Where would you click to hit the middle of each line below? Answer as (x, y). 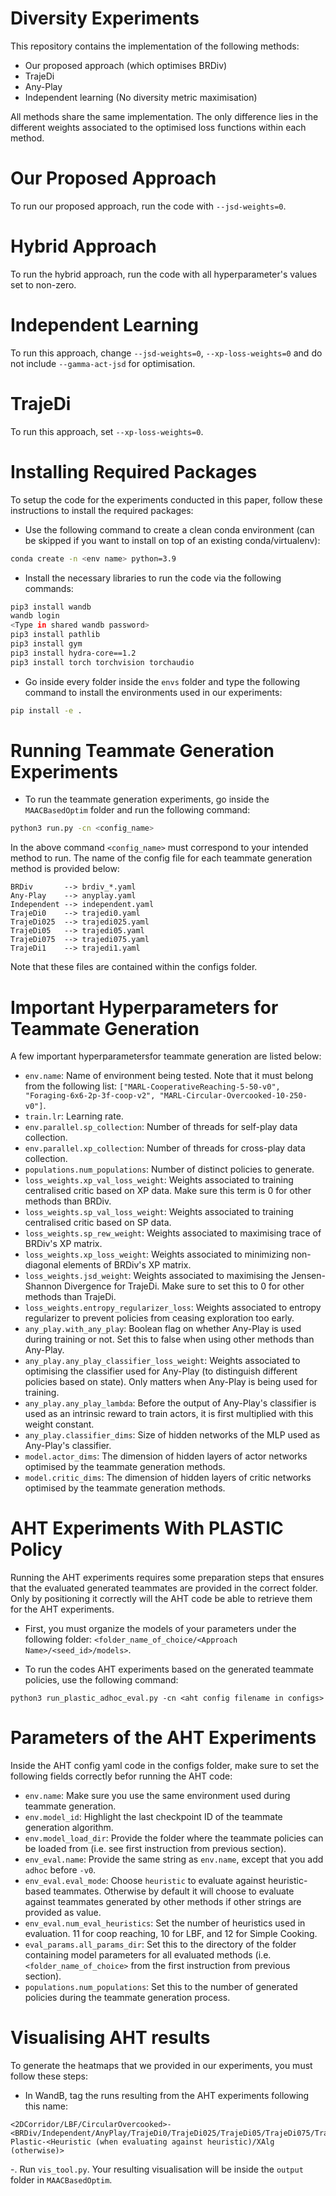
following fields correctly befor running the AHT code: (121, 1776)
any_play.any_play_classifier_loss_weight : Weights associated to (162, 1361)
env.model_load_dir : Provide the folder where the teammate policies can (174, 1838)
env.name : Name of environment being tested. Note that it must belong (169, 1076)
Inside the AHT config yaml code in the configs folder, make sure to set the (165, 1766)
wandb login (35, 616)
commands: (49, 588)
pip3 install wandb (51, 607)
